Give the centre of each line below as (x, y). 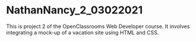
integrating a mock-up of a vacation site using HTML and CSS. (83, 32)
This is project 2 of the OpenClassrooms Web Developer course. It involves (98, 26)
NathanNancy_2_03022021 (75, 10)
